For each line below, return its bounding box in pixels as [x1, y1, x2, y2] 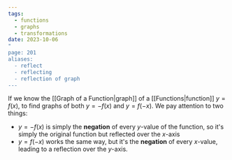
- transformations [14, 29, 68, 37]
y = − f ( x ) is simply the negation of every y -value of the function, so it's [17, 123, 224, 131]
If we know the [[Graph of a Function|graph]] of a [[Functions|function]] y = [8, 94, 226, 103]
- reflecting [14, 68, 52, 75]
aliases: [8, 56, 34, 63]
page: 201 [8, 50, 37, 57]
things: [8, 109, 28, 117]
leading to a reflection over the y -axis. [17, 145, 128, 154]
